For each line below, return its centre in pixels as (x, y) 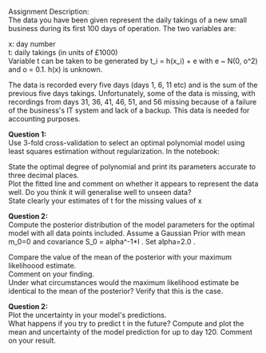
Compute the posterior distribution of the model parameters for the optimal (132, 224)
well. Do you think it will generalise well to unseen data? (100, 192)
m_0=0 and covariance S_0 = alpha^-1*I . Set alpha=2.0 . (102, 242)
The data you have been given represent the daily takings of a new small (128, 20)
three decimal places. (44, 175)
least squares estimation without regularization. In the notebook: (114, 151)
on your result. (32, 340)
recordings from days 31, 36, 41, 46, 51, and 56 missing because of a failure (133, 102)
